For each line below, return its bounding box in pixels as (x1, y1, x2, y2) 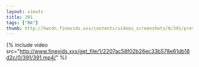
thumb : (6, 25, 23, 31)
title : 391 (6, 14, 33, 20)
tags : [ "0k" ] (6, 20, 38, 25)
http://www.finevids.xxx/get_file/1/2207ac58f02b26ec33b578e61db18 (20, 48, 190, 55)
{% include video (6, 42, 49, 49)
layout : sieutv (6, 8, 44, 15)
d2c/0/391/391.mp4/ (6, 54, 56, 61)
